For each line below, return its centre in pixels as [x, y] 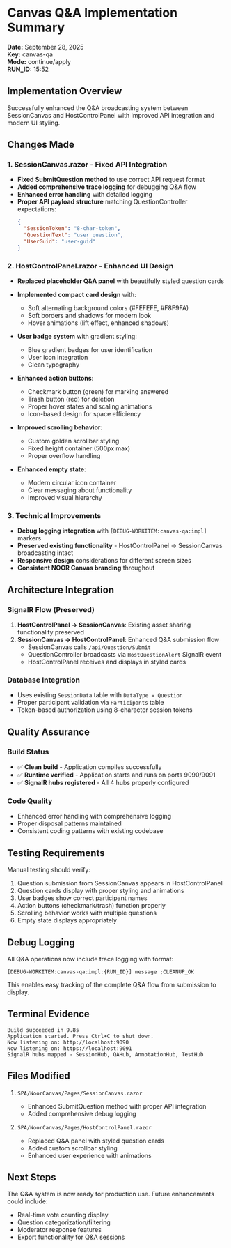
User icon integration [58, 358]
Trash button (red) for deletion [71, 399]
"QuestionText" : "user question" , [74, 235]
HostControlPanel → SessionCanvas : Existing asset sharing [104, 625]
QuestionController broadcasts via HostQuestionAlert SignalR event [125, 655]
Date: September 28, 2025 [46, 47]
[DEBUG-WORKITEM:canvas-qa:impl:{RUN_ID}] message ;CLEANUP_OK [101, 972]
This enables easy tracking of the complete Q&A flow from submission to [112, 985]
